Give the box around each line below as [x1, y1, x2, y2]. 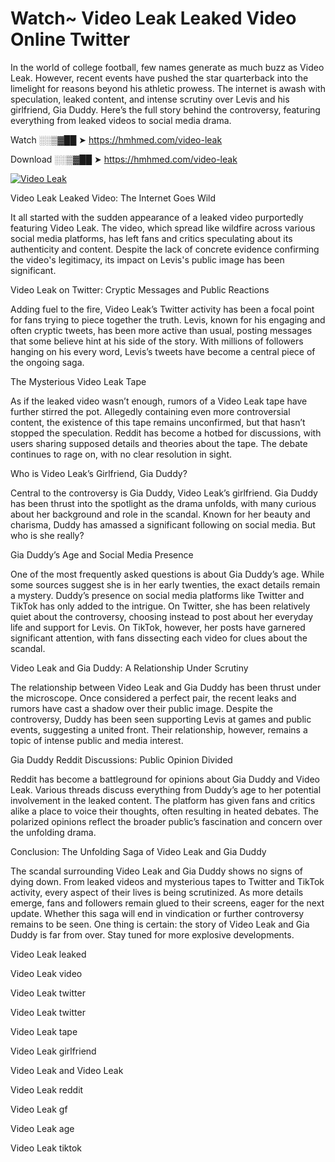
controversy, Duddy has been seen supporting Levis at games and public [10, 713, 312, 725]
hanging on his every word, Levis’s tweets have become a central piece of [10, 345, 316, 357]
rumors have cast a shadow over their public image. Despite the [10, 702, 274, 714]
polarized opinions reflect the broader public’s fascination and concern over [10, 815, 323, 827]
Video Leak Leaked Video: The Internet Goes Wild [10, 192, 217, 204]
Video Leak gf [10, 1103, 68, 1115]
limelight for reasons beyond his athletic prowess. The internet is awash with [10, 82, 326, 94]
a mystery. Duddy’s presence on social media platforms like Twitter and [10, 589, 305, 601]
